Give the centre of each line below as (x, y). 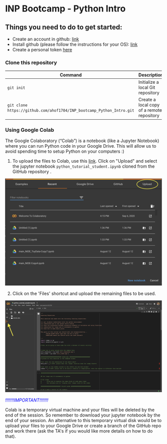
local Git (147, 87)
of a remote (150, 110)
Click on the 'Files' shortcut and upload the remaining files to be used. (84, 293)
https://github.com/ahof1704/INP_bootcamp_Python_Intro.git (71, 111)
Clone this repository (31, 62)
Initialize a (149, 82)
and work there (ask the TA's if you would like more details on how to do (79, 431)
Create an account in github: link (46, 39)
